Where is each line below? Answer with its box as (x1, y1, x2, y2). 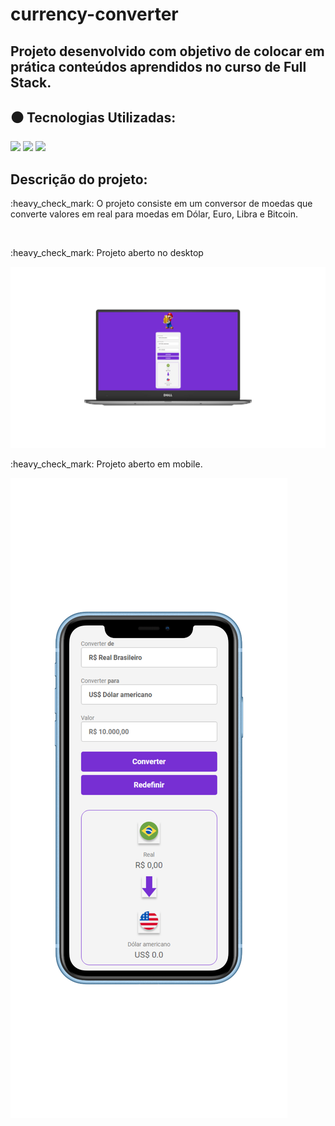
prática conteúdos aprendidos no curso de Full (10, 58, 307, 75)
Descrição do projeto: (10, 171, 148, 188)
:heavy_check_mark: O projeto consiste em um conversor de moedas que (10, 198, 313, 210)
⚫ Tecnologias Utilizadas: (10, 109, 177, 126)
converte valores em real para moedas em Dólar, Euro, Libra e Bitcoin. (10, 208, 299, 220)
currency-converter (10, 3, 179, 26)
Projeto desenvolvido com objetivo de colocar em (10, 43, 325, 60)
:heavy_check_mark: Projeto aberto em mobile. (10, 458, 203, 470)
